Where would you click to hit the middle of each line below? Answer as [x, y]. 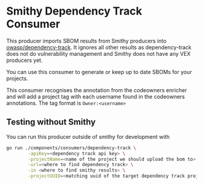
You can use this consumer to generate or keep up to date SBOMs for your [99, 72]
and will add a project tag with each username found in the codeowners [96, 96]
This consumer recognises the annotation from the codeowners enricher [97, 90]
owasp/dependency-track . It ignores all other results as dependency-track [99, 47]
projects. [17, 78]
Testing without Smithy [51, 122]
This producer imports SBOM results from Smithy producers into [86, 41]
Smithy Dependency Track [74, 11]
